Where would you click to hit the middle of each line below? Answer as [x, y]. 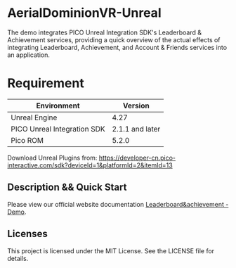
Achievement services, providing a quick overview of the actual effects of [114, 39]
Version [136, 106]
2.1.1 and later [136, 129]
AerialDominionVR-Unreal [84, 13]
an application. [29, 55]
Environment [58, 106]
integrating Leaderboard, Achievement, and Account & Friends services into [117, 47]
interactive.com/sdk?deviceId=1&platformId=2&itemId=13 [90, 165]
